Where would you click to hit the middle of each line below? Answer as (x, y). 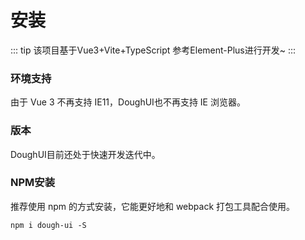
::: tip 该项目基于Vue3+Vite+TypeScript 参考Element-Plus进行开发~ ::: (153, 50)
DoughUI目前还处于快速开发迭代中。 (85, 154)
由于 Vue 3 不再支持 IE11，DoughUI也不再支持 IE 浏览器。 (128, 102)
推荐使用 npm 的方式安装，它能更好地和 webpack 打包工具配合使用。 (153, 206)
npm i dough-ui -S (48, 225)
